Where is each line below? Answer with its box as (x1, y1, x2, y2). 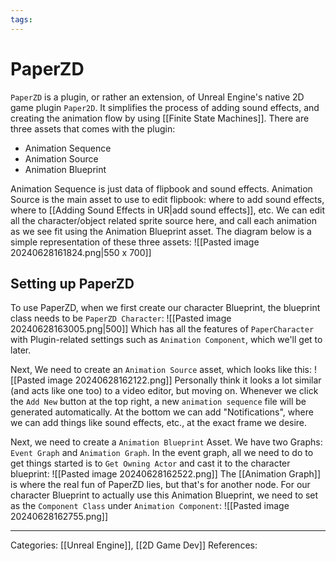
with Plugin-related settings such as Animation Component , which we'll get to (10, 334, 323, 346)
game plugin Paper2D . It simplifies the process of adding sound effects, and (10, 101, 320, 113)
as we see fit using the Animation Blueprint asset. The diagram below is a (10, 225, 312, 237)
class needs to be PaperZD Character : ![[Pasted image (10, 312, 232, 325)
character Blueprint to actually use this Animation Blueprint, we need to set (10, 489, 319, 501)
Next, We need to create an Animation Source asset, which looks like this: (10, 364, 313, 376)
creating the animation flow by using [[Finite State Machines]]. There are (10, 112, 310, 124)
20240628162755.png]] (10, 511, 109, 523)
